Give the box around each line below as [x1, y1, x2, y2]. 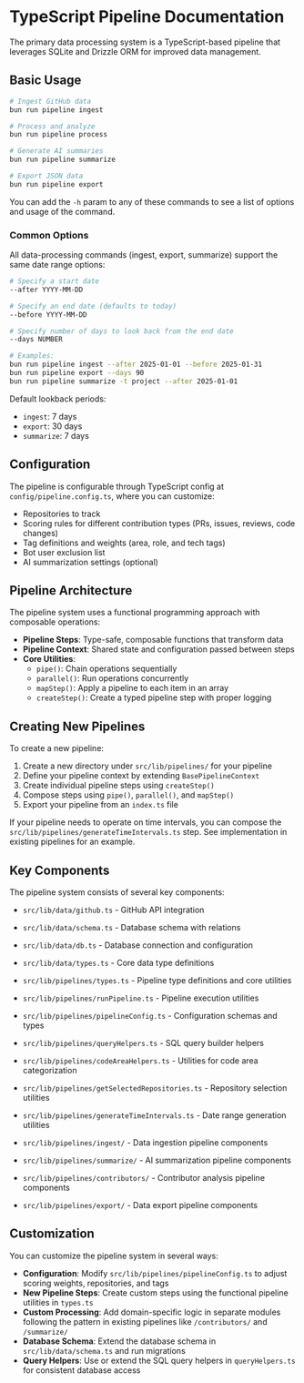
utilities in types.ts [22, 1297, 94, 1307]
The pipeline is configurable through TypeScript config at [9, 481, 225, 492]
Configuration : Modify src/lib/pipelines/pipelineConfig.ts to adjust [22, 1267, 288, 1278]
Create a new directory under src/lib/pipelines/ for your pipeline [22, 760, 273, 771]
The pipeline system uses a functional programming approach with [9, 607, 261, 618]
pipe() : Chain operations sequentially [35, 663, 177, 675]
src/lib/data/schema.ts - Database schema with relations [22, 922, 241, 933]
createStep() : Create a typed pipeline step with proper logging [35, 692, 272, 703]
